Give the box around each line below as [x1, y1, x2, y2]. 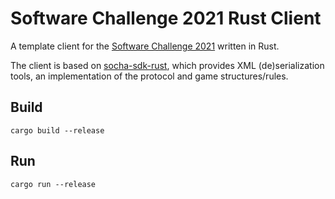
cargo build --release [10, 125, 105, 136]
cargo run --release [10, 179, 97, 189]
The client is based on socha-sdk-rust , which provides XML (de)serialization [10, 59, 325, 71]
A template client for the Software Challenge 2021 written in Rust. [10, 40, 280, 52]
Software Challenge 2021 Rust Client [10, 7, 322, 30]
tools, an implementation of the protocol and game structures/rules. [10, 70, 289, 82]
